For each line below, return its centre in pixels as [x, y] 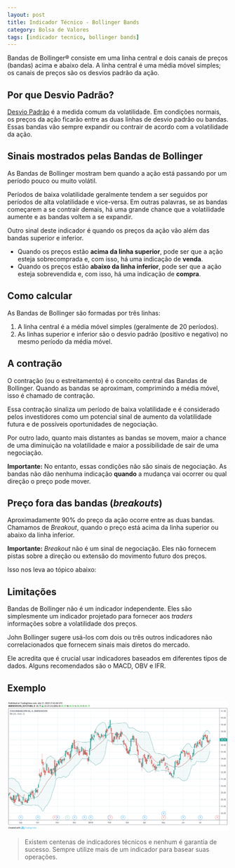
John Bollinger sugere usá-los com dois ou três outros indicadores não [110, 637]
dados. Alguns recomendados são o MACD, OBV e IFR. [87, 666]
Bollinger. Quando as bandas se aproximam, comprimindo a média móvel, [113, 388]
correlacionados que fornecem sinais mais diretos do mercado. [99, 645]
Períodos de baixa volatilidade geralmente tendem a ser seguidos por [108, 194]
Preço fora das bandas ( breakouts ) [85, 503]
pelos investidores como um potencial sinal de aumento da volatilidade [109, 416]
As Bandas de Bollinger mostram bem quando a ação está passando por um [117, 173]
